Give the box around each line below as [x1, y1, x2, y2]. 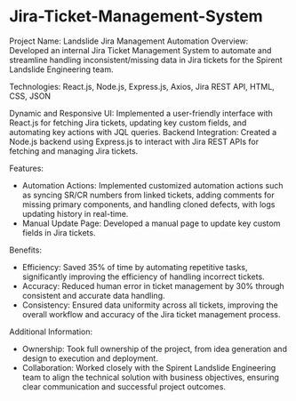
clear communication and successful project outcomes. [21, 381, 227, 392]
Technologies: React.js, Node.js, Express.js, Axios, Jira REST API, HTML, [9, 81, 276, 92]
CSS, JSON [9, 91, 52, 101]
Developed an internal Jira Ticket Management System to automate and [9, 44, 272, 55]
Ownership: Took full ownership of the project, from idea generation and [21, 343, 287, 354]
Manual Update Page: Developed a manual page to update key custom [21, 218, 281, 229]
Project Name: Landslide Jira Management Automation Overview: [9, 36, 249, 46]
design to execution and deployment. [21, 353, 158, 364]
